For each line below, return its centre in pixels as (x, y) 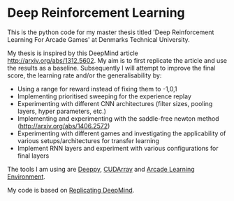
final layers (33, 156)
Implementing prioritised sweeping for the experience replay (104, 96)
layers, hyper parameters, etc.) (62, 111)
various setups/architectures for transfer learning (88, 140)
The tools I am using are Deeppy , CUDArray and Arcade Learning (101, 169)
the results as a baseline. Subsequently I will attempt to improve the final (111, 68)
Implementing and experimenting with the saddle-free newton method (118, 118)
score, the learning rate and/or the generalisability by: (85, 75)
